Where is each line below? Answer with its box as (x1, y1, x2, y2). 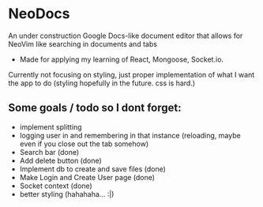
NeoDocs (8, 5, 70, 23)
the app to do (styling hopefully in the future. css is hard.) (8, 78, 196, 88)
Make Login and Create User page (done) (19, 172, 156, 182)
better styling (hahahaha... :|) (19, 189, 115, 198)
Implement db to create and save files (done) (19, 164, 166, 174)
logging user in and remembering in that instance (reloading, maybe (19, 130, 241, 140)
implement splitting (19, 122, 82, 131)
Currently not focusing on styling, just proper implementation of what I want (8, 70, 255, 79)
